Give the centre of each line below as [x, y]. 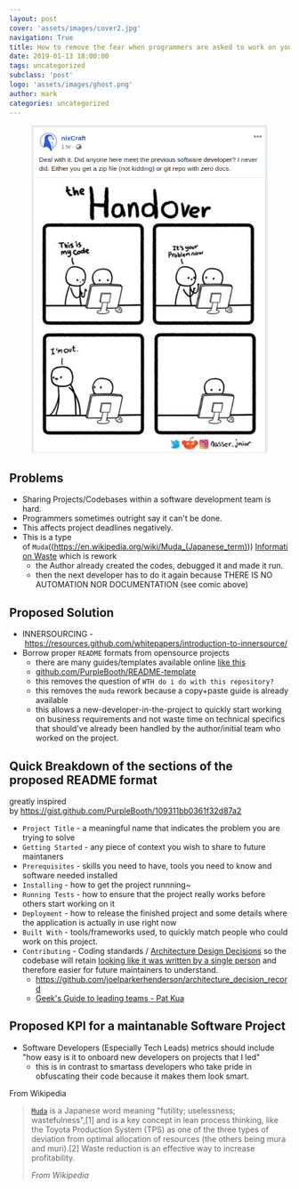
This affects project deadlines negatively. [97, 528]
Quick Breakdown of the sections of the [121, 766]
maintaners [43, 857]
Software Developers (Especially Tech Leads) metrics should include [148, 1047]
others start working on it [69, 904]
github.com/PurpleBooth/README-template [116, 672]
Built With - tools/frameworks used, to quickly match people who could [155, 932]
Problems [36, 478]
